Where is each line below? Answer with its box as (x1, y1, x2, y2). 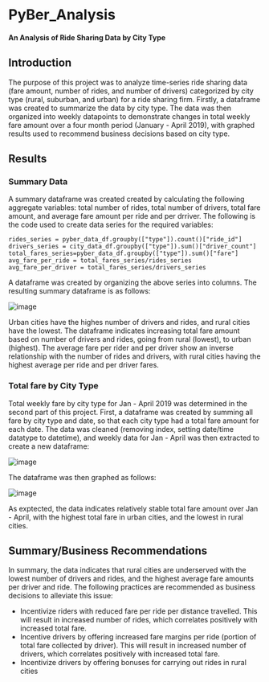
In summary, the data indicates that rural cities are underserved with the (8, 565, 247, 575)
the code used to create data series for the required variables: (8, 220, 214, 230)
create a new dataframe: (8, 441, 90, 451)
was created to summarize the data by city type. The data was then (8, 103, 231, 113)
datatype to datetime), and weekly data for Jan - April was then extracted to (8, 433, 259, 442)
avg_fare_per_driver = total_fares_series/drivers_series (8, 264, 206, 272)
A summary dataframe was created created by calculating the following (8, 195, 245, 204)
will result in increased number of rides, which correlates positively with (19, 615, 259, 625)
